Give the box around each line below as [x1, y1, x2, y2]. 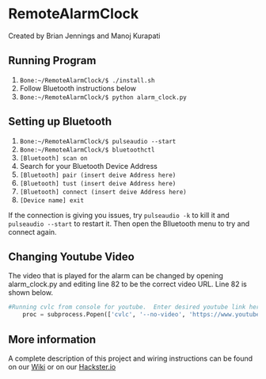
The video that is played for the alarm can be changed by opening [8, 271, 224, 281]
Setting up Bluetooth [8, 115, 112, 128]
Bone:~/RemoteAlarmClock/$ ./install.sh [19, 76, 155, 84]
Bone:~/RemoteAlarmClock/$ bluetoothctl [19, 146, 155, 154]
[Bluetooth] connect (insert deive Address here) [19, 188, 188, 196]
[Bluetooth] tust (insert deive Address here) [19, 179, 177, 187]
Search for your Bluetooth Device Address [19, 161, 158, 170]
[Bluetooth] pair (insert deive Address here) [19, 171, 177, 179]
